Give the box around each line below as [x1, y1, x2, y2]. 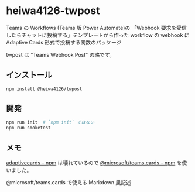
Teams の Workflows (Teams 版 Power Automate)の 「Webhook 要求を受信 [6, 24, 187, 31]
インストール [6, 70, 53, 80]
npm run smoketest [6, 125, 51, 131]
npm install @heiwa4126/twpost [6, 86, 83, 92]
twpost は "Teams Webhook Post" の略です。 [6, 51, 115, 58]
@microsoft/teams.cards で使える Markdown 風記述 [6, 179, 132, 186]
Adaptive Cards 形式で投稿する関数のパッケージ [6, 39, 122, 46]
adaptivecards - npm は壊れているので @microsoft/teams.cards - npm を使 [6, 159, 187, 166]
